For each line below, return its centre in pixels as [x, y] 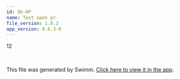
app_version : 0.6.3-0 [34, 29]
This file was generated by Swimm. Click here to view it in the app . [90, 70]
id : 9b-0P [19, 12]
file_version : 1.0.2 [33, 23]
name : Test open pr [31, 18]
